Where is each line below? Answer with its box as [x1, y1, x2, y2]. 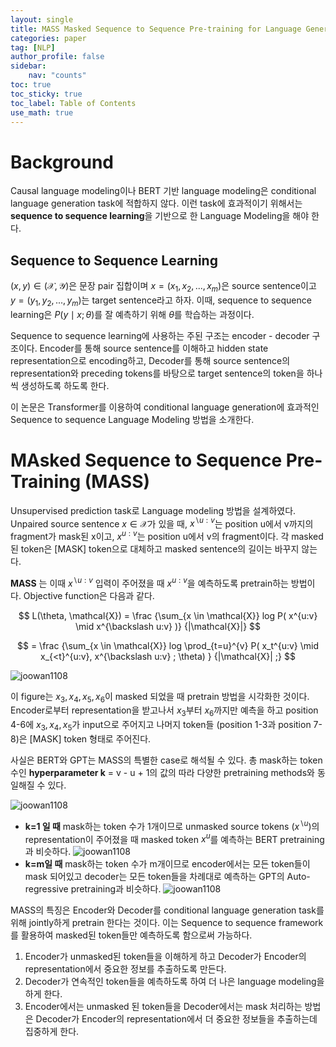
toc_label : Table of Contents [10, 98, 137, 108]
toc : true [10, 80, 52, 90]
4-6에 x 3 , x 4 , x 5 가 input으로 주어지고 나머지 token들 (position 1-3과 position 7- [10, 719, 323, 733]
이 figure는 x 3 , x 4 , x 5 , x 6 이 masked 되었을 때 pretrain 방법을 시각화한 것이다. [10, 690, 310, 705]
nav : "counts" [28, 71, 87, 81]
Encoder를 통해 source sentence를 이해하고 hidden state [39, 342, 269, 354]
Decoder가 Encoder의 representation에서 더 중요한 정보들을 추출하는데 [35, 1013, 318, 1025]
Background [10, 151, 114, 173]
